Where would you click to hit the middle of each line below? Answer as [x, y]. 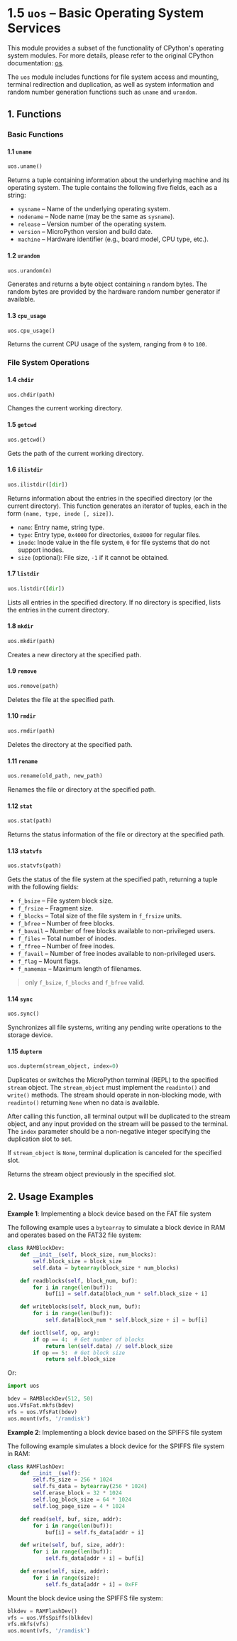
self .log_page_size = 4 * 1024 [79, 1506]
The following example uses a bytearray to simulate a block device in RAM [116, 1228]
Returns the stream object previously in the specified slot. [92, 1174]
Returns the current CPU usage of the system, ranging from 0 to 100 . [107, 344]
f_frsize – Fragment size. [55, 908]
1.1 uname [20, 152]
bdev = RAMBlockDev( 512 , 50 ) [50, 1399]
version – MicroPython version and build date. [85, 232]
